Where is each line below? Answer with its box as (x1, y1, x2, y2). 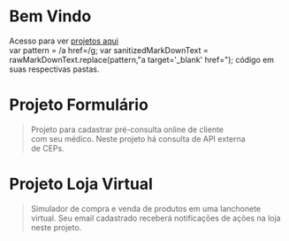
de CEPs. (30, 143, 65, 153)
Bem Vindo (9, 6, 92, 27)
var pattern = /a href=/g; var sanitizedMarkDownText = (9, 44, 209, 55)
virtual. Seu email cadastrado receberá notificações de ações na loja (30, 213, 281, 223)
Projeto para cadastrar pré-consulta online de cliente (30, 124, 224, 135)
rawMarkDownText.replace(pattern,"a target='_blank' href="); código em (9, 54, 275, 65)
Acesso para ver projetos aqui (9, 35, 119, 46)
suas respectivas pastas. (9, 64, 100, 74)
